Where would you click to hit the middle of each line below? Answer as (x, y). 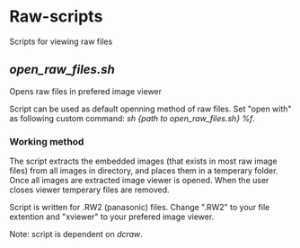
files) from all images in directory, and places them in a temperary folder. (144, 171)
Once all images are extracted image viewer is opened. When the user (139, 181)
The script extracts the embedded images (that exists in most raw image (143, 161)
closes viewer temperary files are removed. (89, 190)
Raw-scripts (56, 17)
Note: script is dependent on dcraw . (76, 235)
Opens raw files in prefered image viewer (86, 91)
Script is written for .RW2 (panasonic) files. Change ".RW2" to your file (140, 208)
